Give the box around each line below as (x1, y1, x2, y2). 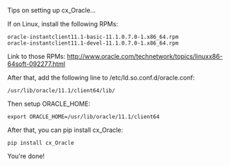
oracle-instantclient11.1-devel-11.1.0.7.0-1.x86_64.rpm (7, 40, 179, 47)
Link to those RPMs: (7, 52, 66, 60)
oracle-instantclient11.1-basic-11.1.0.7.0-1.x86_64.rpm (7, 33, 179, 40)
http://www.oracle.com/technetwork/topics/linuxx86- (67, 52, 223, 60)
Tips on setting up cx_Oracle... (7, 6, 96, 14)
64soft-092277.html (7, 60, 66, 68)
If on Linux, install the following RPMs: (7, 20, 118, 28)
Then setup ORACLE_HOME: (7, 99, 91, 108)
